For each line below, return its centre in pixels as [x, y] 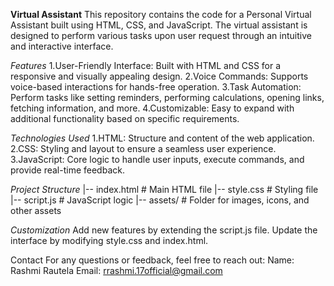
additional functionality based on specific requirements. [125, 118]
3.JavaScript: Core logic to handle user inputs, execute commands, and [157, 159]
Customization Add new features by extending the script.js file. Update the [164, 230]
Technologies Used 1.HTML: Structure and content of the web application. [162, 138]
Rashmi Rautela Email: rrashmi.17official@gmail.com [116, 270]
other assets [36, 210]
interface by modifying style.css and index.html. [109, 240]
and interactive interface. [62, 46]
